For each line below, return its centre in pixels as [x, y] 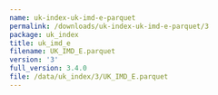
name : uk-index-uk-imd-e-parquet [73, 18]
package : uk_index [44, 34]
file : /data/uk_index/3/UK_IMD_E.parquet [89, 77]
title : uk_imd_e [40, 43]
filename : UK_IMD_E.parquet [63, 52]
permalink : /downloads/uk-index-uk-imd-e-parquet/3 [109, 26]
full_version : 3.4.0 [49, 69]
